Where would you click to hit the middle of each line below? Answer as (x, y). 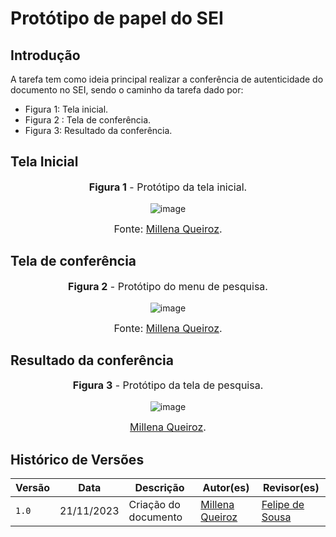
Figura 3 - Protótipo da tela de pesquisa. (168, 385)
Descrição (159, 488)
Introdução (45, 55)
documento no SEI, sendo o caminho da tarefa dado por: (127, 90)
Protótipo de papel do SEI (117, 18)
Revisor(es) (291, 488)
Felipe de (283, 505)
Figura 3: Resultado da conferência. (98, 130)
